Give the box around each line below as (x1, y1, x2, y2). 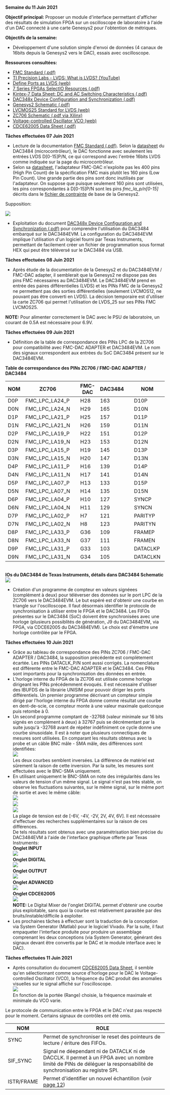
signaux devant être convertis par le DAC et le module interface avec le (12, 940, 161, 945)
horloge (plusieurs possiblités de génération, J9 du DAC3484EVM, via (12, 619, 159, 625)
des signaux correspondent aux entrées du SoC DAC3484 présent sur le (12, 350, 164, 356)
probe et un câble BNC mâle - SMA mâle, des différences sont (12, 740, 143, 747)
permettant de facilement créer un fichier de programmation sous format (12, 242, 164, 247)
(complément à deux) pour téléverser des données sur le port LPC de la (12, 592, 162, 598)
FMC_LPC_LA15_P (25, 447, 70, 453)
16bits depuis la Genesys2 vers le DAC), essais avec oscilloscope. (12, 50, 150, 56)
